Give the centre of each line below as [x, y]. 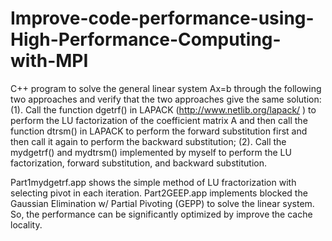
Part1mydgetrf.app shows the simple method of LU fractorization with [153, 182]
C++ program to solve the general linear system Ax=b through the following [166, 88]
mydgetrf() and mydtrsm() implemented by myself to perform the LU [151, 152]
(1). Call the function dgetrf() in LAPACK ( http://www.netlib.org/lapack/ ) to [163, 109]
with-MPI [49, 61]
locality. [26, 224]
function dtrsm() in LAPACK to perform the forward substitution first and [159, 131]
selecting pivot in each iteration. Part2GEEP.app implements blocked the [159, 193]
